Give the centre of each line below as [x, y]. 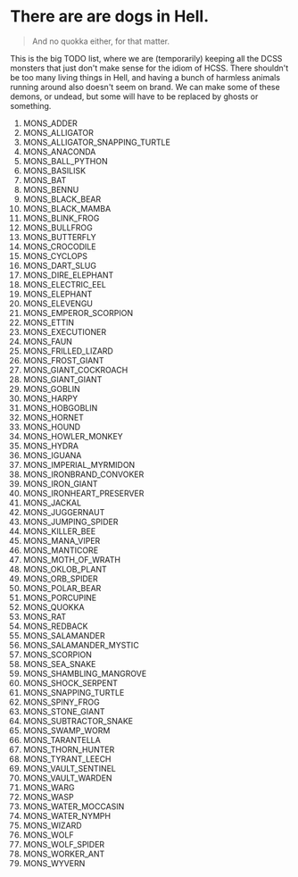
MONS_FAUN [47, 341]
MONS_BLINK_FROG [61, 218]
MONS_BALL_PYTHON [65, 161]
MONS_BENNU [51, 189]
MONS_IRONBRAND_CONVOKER [83, 474]
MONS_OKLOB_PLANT [65, 569]
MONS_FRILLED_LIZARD [68, 351]
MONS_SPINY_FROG [62, 702]
